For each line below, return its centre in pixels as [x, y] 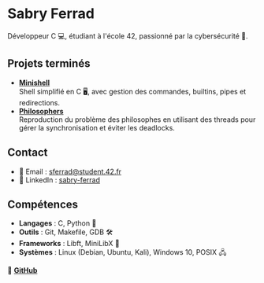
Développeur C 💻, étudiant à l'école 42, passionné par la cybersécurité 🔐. [128, 35]
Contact [28, 153]
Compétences [43, 204]
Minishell [34, 83]
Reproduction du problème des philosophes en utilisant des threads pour [137, 119]
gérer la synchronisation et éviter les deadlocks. [97, 127]
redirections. [39, 102]
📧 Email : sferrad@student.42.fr [70, 171]
